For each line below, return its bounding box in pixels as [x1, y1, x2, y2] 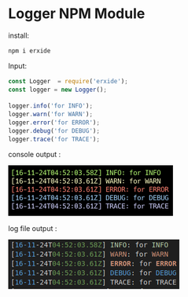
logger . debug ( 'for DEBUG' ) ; [8, 127, 101, 135]
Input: [8, 60, 28, 71]
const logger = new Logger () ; [8, 86, 108, 93]
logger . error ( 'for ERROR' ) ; [8, 119, 101, 126]
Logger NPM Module [8, 5, 146, 23]
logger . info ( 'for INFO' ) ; [8, 102, 93, 110]
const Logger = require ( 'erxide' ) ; [8, 77, 128, 85]
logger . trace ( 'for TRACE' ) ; [8, 135, 101, 143]
